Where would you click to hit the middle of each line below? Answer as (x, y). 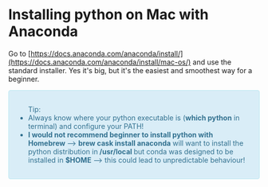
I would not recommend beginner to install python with (120, 134)
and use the (212, 62)
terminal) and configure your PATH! (86, 126)
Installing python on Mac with (108, 15)
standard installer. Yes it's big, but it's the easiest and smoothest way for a (130, 70)
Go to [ (20, 53)
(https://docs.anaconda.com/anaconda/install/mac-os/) (100, 62)
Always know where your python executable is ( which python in (134, 118)
